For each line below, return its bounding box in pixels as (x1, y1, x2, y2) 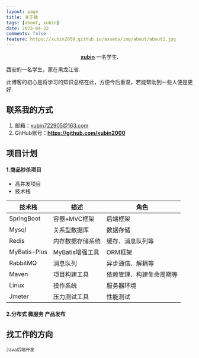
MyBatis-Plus (9, 248, 47, 256)
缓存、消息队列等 (106, 237, 155, 245)
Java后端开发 (6, 347, 35, 353)
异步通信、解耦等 (106, 259, 155, 268)
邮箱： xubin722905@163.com (14, 122, 89, 129)
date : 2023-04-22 (6, 25, 49, 31)
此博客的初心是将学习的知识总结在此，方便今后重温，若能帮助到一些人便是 (6, 78, 188, 85)
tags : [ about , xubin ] (6, 20, 60, 26)
